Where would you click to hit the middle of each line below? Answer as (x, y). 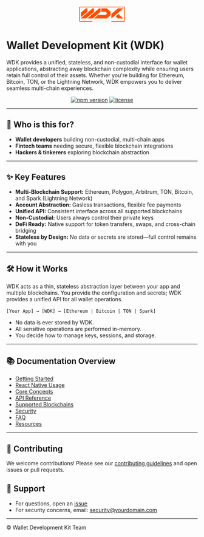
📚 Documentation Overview (61, 361)
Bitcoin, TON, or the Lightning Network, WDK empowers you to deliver (94, 81)
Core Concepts (34, 392)
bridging (25, 230)
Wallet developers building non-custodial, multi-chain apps (90, 139)
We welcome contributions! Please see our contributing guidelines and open (102, 463)
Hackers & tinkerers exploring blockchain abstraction (82, 152)
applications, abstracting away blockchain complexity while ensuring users (100, 69)
